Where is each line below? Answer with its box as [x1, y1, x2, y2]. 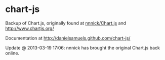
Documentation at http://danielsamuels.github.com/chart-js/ [5, 35, 131, 41]
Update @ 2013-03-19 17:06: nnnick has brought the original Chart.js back [5, 44, 160, 50]
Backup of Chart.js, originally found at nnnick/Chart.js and [5, 20, 127, 26]
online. [5, 50, 19, 56]
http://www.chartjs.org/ [5, 25, 54, 31]
